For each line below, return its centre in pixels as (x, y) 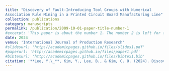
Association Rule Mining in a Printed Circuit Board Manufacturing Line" (84, 14)
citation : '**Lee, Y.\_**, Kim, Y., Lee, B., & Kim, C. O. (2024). (77, 61)
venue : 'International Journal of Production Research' (65, 42)
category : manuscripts (29, 24)
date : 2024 (17, 38)
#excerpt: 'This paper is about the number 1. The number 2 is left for (83, 33)
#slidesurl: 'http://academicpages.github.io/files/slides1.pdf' (75, 47)
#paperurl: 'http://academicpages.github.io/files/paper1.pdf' (73, 51)
